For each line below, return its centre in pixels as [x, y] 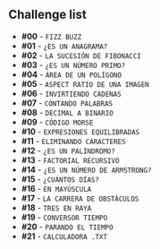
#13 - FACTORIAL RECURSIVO [70, 159]
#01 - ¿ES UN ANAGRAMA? [64, 46]
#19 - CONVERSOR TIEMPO [64, 217]
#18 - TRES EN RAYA [56, 207]
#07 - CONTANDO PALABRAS [67, 103]
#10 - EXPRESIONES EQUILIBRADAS [80, 131]
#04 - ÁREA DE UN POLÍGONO [72, 74]
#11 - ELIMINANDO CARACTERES [73, 141]
